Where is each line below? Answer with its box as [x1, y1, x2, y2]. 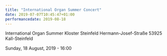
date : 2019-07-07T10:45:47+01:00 [5, 12, 75, 17]
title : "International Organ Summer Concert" [5, 7, 101, 12]
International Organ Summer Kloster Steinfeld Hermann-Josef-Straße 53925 [5, 30, 162, 36]
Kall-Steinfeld [5, 35, 33, 41]
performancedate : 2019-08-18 [5, 16, 66, 21]
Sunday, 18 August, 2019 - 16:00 [5, 45, 72, 51]
